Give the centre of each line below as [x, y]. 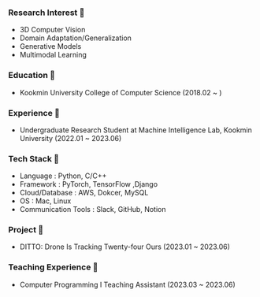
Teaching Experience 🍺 [53, 267]
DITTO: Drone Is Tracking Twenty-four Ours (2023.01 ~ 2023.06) [125, 247]
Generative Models [50, 46]
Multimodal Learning [53, 55]
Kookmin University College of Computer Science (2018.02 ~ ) [121, 92]
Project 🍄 [26, 230]
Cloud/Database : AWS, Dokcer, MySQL [84, 193]
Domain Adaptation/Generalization [76, 38]
